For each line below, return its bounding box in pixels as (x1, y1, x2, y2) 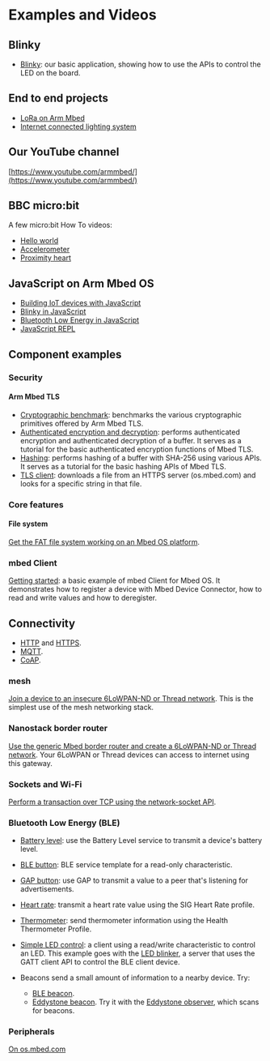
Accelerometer (19, 245, 70, 255)
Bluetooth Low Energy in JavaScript (19, 315, 140, 325)
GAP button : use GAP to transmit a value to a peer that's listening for (19, 875, 249, 885)
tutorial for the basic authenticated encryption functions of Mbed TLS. (19, 444, 254, 454)
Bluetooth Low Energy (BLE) (8, 817, 120, 828)
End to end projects (8, 92, 109, 105)
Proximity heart (19, 253, 71, 263)
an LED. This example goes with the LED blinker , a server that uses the (19, 948, 255, 958)
